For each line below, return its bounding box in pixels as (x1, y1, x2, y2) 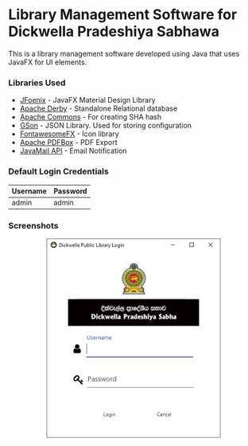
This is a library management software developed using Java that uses (8, 49, 240, 58)
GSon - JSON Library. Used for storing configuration (19, 121, 192, 131)
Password (53, 186, 87, 196)
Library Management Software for (8, 6, 238, 24)
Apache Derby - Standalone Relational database (19, 104, 178, 113)
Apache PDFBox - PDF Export (19, 138, 118, 147)
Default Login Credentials (8, 166, 109, 177)
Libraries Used (8, 77, 66, 88)
